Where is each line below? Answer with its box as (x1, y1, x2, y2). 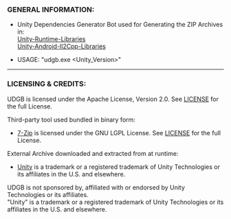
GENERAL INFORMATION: (7, 5, 95, 14)
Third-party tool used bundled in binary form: (7, 115, 136, 124)
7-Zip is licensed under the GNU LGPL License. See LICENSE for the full (16, 128, 221, 137)
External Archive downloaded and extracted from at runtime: (7, 149, 179, 157)
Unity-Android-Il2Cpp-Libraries (16, 43, 107, 51)
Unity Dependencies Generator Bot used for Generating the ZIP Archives (16, 21, 223, 29)
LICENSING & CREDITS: (7, 79, 87, 89)
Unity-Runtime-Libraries (16, 35, 86, 43)
